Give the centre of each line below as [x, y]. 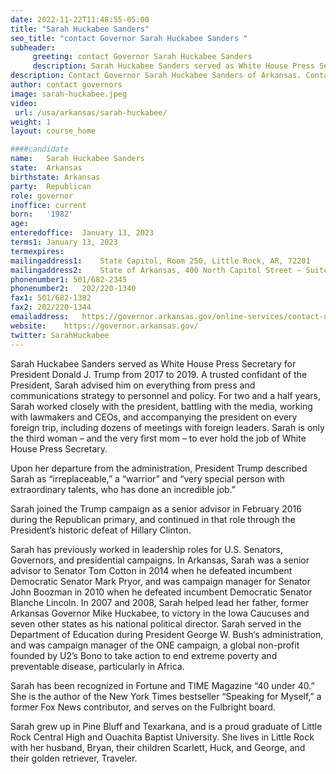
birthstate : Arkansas [55, 177]
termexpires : [37, 251]
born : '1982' [42, 214]
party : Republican [51, 186]
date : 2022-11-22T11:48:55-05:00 [80, 19]
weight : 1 [31, 122]
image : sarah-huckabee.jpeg [69, 94]
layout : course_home [53, 131]
